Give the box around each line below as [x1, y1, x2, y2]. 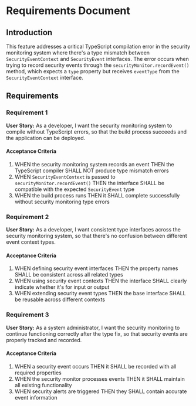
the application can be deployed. [6, 134, 86, 141]
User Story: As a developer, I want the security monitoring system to [6, 122, 173, 129]
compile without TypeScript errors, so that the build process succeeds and [6, 128, 187, 135]
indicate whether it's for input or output [14, 284, 110, 291]
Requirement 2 [6, 213, 49, 221]
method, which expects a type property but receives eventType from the [6, 68, 180, 74]
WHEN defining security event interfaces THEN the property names [14, 265, 178, 272]
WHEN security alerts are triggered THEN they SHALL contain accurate [14, 388, 187, 395]
